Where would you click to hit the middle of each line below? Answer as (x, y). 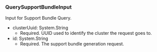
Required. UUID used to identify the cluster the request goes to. (86, 33)
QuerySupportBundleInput (38, 7)
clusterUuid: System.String (40, 28)
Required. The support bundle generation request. (72, 44)
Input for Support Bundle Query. (38, 18)
